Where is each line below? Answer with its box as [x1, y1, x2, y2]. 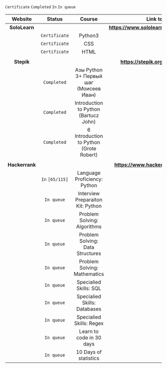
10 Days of [76, 349, 102, 356]
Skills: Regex [74, 320, 104, 327]
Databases [76, 306, 102, 312]
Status [47, 15, 63, 22]
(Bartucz [79, 112, 99, 119]
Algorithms [76, 223, 102, 230]
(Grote [81, 145, 97, 152]
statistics [78, 355, 99, 362]
